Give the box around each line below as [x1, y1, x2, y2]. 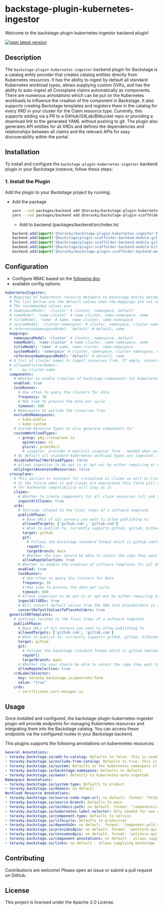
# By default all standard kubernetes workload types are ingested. [14, 454, 155, 458]
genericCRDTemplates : [9, 612, 53, 617]
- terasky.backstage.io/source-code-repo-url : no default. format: [5, 795, 145, 800]
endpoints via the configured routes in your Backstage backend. [5, 731, 133, 737]
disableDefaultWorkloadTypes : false [14, 458, 88, 463]
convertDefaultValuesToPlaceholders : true [17, 608, 105, 613]
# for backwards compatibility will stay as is [14, 485, 112, 490]
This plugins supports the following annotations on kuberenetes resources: [5, 740, 155, 747]
